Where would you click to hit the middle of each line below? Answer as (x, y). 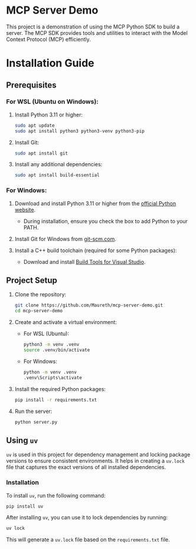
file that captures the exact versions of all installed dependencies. (86, 467)
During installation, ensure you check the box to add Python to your (105, 221)
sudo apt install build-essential (57, 175)
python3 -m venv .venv (51, 345)
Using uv (22, 440)
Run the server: (33, 411)
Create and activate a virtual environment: (66, 322)
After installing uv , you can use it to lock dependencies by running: (87, 518)
